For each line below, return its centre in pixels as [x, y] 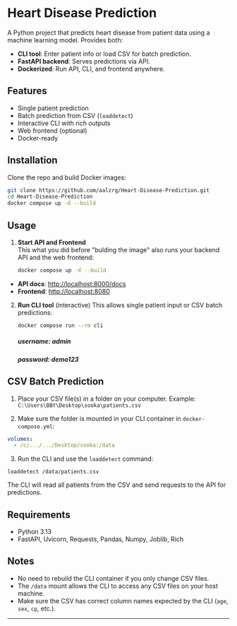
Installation [32, 160]
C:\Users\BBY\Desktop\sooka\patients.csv [79, 405]
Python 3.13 [34, 532]
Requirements [39, 515]
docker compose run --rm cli [60, 325]
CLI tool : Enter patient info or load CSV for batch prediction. [104, 54]
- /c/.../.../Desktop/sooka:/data [64, 445]
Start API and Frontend [51, 242]
